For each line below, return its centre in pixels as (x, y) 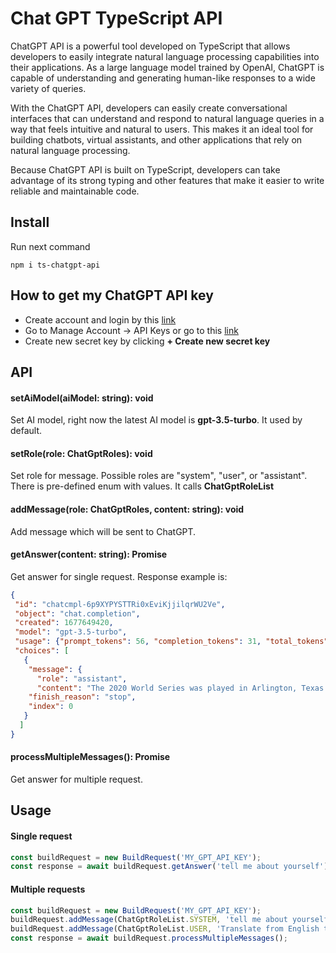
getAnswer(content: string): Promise (89, 554)
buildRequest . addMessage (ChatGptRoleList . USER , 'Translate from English (165, 929)
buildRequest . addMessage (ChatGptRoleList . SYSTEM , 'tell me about (149, 920)
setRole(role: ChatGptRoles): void (81, 453)
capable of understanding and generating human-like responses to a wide (163, 78)
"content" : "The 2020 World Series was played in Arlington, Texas (180, 688)
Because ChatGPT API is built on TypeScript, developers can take (145, 169)
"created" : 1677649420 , (64, 623)
